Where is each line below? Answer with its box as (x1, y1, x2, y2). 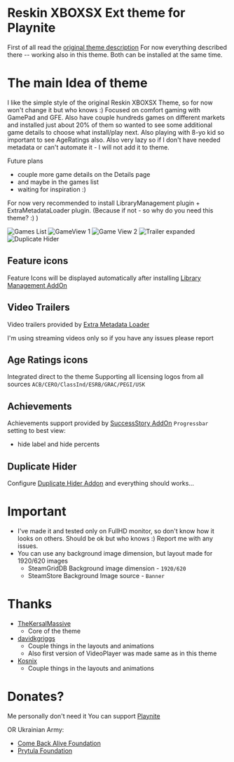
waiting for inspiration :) (17, 185, 86, 194)
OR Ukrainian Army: (7, 725, 64, 734)
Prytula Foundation (17, 746, 73, 755)
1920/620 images (17, 556, 69, 565)
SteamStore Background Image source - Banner (27, 571, 165, 580)
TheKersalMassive (17, 619, 71, 627)
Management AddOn (7, 281, 68, 289)
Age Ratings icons (7, 354, 89, 366)
